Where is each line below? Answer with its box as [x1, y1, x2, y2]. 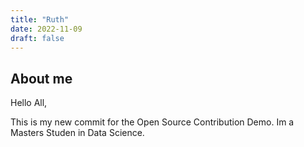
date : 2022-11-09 [10, 24, 83, 34]
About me [10, 70, 73, 87]
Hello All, [10, 97, 48, 109]
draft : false [10, 33, 65, 43]
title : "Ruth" [10, 14, 70, 25]
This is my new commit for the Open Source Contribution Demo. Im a [10, 116, 295, 128]
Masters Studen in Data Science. [10, 127, 145, 139]
